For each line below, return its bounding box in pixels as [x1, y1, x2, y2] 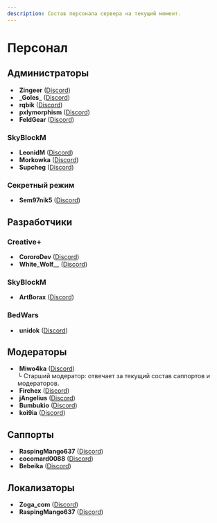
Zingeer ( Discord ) [19, 86, 71, 94]
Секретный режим [7, 180, 75, 190]
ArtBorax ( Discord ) [19, 293, 74, 301]
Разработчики [7, 216, 73, 228]
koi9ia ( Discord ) [19, 409, 66, 417]
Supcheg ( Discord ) [19, 163, 74, 171]
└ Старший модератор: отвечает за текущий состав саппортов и [17, 372, 210, 380]
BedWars [7, 310, 40, 320]
